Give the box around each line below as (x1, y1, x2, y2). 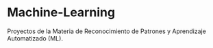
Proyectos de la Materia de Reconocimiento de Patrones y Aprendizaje (7, 27, 207, 35)
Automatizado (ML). (7, 34, 64, 42)
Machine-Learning (7, 5, 115, 20)
